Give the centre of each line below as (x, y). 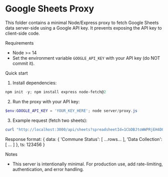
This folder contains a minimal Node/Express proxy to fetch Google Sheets (82, 23)
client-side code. (22, 33)
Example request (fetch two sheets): (50, 120)
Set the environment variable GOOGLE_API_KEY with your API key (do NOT (86, 58)
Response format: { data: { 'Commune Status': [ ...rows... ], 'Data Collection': (84, 139)
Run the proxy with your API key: (46, 101)
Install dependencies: (34, 83)
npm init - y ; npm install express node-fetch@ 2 (56, 92)
